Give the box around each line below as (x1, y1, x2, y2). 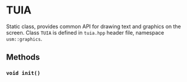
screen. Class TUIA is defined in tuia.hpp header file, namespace (6, 29, 165, 36)
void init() (6, 70, 41, 77)
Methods (6, 52, 40, 62)
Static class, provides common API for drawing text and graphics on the (6, 23, 182, 30)
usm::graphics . (6, 35, 43, 42)
